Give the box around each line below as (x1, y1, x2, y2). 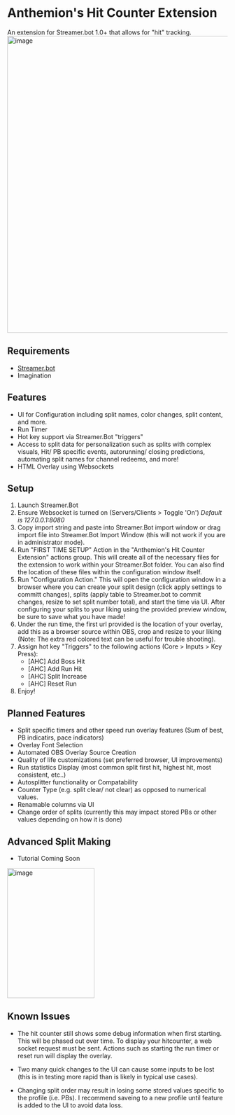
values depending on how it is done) (17, 815, 122, 824)
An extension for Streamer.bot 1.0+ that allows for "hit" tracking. (7, 28, 192, 36)
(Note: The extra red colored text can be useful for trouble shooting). (17, 635, 216, 644)
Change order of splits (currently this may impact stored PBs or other (17, 808, 217, 817)
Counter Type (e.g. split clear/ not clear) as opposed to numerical (17, 786, 206, 794)
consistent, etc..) (17, 770, 66, 779)
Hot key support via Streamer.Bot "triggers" (17, 432, 143, 441)
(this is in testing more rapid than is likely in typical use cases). (17, 1072, 198, 1081)
